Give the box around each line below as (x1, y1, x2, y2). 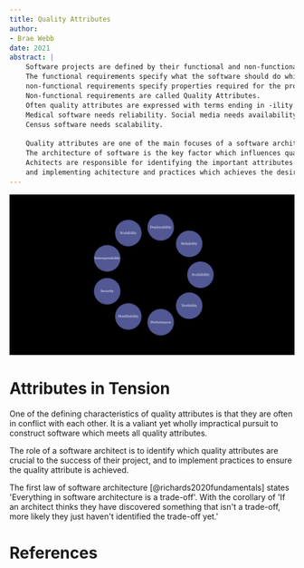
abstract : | (9, 53, 54, 63)
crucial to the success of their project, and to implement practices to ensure (9, 455, 292, 466)
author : (9, 24, 39, 34)
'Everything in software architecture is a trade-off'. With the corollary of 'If (9, 492, 286, 503)
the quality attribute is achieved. (9, 465, 129, 475)
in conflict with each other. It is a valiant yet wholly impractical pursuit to (9, 418, 279, 429)
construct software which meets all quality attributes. (9, 427, 208, 439)
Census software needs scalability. (25, 120, 165, 129)
